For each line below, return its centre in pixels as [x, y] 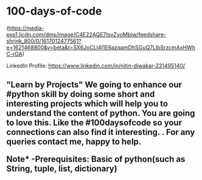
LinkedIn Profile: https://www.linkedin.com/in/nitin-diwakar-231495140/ [96, 66]
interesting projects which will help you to [87, 104]
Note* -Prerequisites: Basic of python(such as [96, 159]
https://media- [26, 28]
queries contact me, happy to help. [74, 142]
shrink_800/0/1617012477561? [44, 41]
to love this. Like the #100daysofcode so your [94, 123]
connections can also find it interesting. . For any [101, 132]
